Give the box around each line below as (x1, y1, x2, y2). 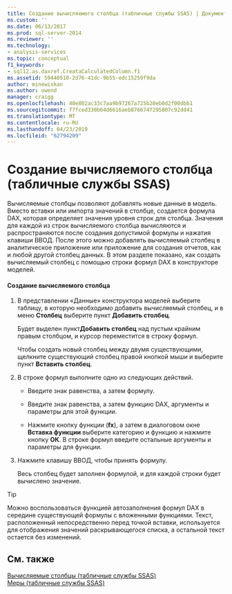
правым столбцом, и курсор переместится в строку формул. (17, 332, 198, 341)
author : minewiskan (7, 81, 64, 88)
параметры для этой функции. (27, 408, 117, 416)
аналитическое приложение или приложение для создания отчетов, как (7, 243, 221, 252)
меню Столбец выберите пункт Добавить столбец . (17, 312, 171, 320)
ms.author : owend (7, 87, 57, 94)
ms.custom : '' (7, 17, 48, 23)
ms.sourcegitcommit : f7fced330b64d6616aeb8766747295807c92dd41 (7, 106, 193, 113)
